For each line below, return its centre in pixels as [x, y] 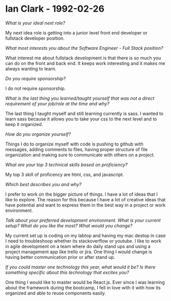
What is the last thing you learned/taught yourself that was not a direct [80, 98]
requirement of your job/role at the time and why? [58, 103]
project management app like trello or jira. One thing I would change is [79, 252]
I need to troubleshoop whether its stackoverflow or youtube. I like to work [83, 241]
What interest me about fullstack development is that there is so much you [83, 58]
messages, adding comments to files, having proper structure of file [76, 149]
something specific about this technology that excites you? [67, 272]
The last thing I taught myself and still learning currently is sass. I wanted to [84, 113]
